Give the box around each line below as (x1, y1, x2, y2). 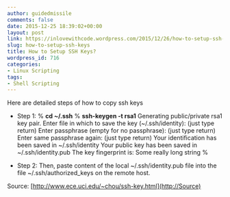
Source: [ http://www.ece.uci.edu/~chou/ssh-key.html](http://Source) (7, 182, 201, 190)
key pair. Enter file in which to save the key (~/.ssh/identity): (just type (16, 119, 214, 127)
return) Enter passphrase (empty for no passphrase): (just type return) (16, 127, 216, 135)
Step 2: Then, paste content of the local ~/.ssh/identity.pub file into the (16, 161, 217, 170)
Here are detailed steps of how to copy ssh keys (7, 98, 144, 107)
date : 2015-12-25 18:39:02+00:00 (7, 23, 103, 29)
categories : (7, 61, 41, 68)
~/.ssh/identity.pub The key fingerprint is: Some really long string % (16, 148, 209, 157)
